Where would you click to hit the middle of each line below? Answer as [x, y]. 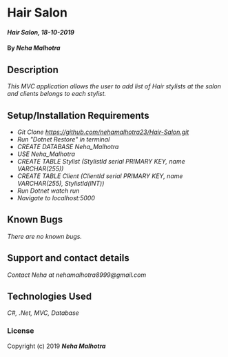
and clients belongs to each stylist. [57, 94]
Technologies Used [49, 297]
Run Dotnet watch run [48, 191]
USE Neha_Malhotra [46, 154]
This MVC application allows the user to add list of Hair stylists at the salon [114, 86]
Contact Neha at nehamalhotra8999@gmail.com [77, 275]
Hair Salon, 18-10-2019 [41, 32]
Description [33, 69]
